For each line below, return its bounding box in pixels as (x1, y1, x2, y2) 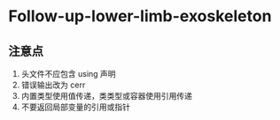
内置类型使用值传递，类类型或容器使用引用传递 (20, 91, 192, 101)
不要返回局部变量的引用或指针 (20, 101, 130, 112)
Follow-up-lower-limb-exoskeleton (8, 6, 272, 26)
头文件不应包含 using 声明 (20, 69, 116, 79)
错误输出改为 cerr (20, 79, 86, 90)
